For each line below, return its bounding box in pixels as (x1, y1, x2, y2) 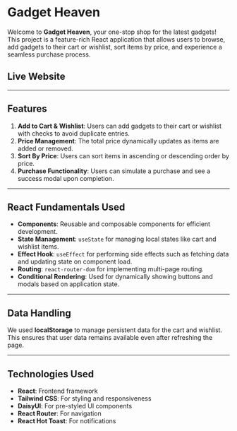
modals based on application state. (17, 280, 120, 288)
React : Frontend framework (17, 386, 98, 395)
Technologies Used (7, 368, 94, 380)
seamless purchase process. (7, 50, 91, 59)
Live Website (7, 71, 66, 83)
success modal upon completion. (17, 174, 114, 182)
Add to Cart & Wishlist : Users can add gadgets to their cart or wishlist (17, 122, 222, 130)
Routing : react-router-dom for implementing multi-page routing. (17, 265, 205, 273)
